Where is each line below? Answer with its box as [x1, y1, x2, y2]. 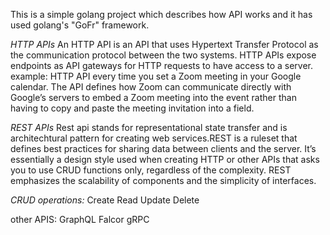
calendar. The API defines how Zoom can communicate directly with [10, 81, 292, 93]
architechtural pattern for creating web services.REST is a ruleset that [10, 132, 298, 144]
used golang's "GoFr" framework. [10, 19, 150, 31]
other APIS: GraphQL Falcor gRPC [10, 214, 150, 225]
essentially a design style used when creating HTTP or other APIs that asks [10, 154, 320, 165]
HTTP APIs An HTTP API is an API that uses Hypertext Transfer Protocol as [10, 39, 319, 50]
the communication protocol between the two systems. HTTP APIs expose [10, 49, 317, 61]
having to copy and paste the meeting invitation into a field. [10, 102, 255, 114]
